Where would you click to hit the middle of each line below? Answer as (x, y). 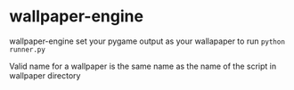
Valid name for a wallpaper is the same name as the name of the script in (143, 66)
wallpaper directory (45, 75)
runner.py (28, 49)
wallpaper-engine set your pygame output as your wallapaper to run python (147, 41)
